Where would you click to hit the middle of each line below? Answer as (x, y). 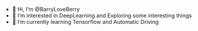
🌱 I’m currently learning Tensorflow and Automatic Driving (86, 22)
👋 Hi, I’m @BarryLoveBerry (46, 9)
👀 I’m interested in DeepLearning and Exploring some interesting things (102, 15)
